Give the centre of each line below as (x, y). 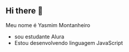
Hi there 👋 (24, 11)
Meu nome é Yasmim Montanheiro (48, 25)
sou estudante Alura (39, 37)
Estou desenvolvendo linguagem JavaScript (69, 43)
